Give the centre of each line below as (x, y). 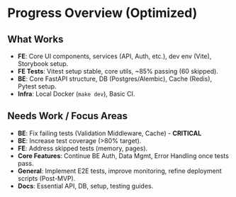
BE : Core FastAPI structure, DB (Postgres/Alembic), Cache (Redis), (115, 79)
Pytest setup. (37, 86)
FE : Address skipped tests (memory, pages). (83, 148)
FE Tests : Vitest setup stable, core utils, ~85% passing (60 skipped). (118, 71)
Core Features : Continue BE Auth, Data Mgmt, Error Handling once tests (123, 156)
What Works (35, 39)
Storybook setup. (43, 64)
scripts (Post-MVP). (46, 178)
